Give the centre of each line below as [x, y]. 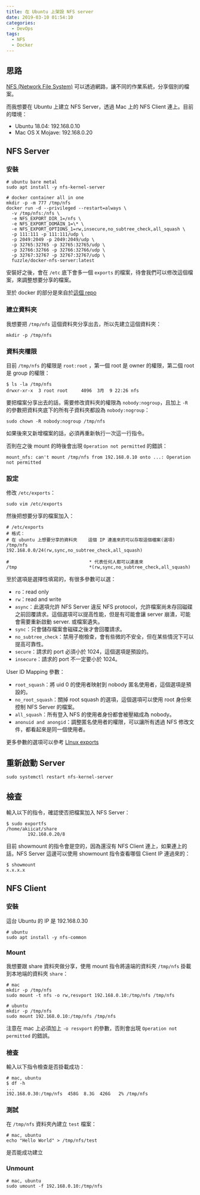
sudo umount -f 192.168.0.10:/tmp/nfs [54, 1186]
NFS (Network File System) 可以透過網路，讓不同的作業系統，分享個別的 [95, 86]
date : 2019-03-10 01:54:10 [40, 17]
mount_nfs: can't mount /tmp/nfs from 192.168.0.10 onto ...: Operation [99, 457]
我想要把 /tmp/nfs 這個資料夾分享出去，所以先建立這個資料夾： [84, 324]
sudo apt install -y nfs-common [46, 937]
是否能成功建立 [24, 1153]
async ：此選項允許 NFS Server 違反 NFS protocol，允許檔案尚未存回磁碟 [104, 607]
